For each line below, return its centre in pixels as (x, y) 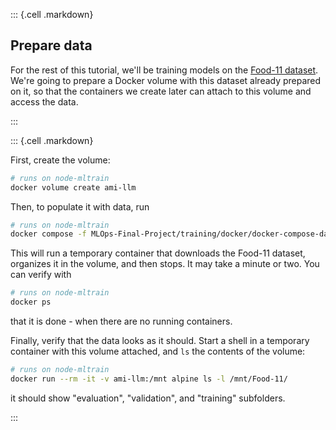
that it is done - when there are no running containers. (121, 321)
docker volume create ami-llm (73, 187)
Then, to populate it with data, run (80, 206)
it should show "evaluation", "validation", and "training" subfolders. (148, 398)
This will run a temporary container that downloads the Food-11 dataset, (158, 253)
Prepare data (51, 45)
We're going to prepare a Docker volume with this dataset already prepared (166, 80)
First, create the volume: (60, 160)
